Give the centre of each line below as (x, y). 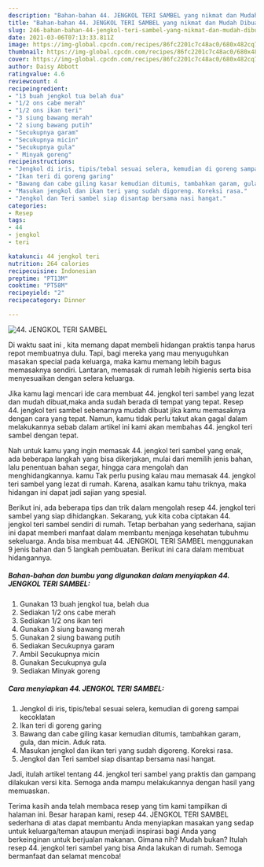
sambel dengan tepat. (44, 435)
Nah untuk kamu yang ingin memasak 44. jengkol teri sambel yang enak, (126, 450)
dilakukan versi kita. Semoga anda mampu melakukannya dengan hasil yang (132, 782)
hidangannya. (30, 557)
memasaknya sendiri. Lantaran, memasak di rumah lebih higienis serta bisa (130, 370)
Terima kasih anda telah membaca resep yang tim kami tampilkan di (118, 806)
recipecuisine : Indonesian (52, 271)
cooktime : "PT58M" (38, 286)
